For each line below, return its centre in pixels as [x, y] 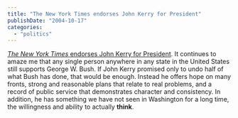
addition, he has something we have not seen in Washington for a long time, [118, 100]
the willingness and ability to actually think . [71, 107]
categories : [25, 27]
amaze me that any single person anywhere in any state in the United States [118, 62]
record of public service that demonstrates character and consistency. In [114, 92]
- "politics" [33, 34]
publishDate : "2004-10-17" [47, 21]
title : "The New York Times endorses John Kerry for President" [104, 14]
